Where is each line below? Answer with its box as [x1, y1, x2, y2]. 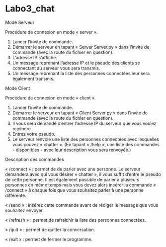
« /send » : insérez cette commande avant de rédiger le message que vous [5, 202, 159, 208]
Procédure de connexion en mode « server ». [5, 29, 98, 35]
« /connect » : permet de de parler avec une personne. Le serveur [5, 166, 141, 172]
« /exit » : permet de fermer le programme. [5, 236, 93, 242]
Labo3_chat [5, 3, 55, 14]
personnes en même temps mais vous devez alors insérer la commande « [5, 182, 156, 188]
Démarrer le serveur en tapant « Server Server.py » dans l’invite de [12, 44, 150, 50]
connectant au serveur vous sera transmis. [12, 65, 100, 71]
